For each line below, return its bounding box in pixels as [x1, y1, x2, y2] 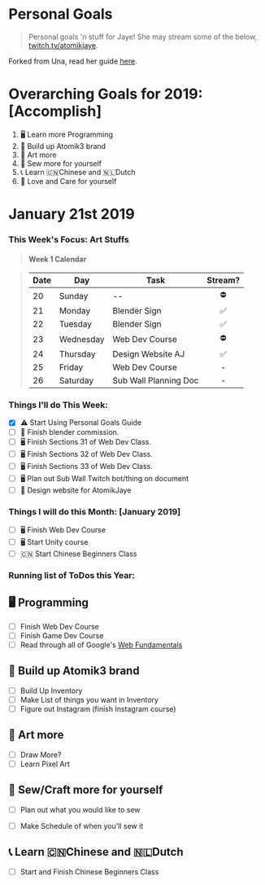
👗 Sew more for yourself [20, 158, 102, 168]
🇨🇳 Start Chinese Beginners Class [20, 549, 137, 559]
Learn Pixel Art [20, 759, 71, 769]
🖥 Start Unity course [20, 537, 89, 546]
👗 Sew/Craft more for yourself [8, 783, 163, 797]
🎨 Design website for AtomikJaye [20, 485, 132, 495]
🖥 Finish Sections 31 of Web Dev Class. [20, 436, 152, 446]
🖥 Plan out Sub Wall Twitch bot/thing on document [20, 473, 189, 483]
